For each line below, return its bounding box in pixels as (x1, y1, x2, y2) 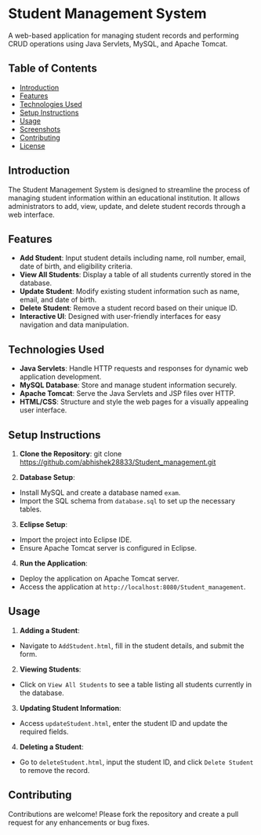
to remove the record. (19, 765, 90, 775)
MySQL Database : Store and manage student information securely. (19, 380, 237, 390)
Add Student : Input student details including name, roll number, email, (19, 253, 247, 263)
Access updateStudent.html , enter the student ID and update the (19, 718, 228, 727)
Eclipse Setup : (19, 520, 68, 529)
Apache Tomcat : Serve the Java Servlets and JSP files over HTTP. (19, 389, 236, 398)
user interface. (19, 405, 67, 415)
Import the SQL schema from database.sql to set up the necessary (19, 496, 236, 505)
